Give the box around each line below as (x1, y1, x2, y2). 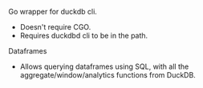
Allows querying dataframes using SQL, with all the (19, 62, 189, 71)
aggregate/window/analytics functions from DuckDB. (19, 70, 197, 79)
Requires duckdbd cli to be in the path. (19, 31, 148, 40)
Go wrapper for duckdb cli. (8, 7, 98, 16)
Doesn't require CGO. (19, 22, 91, 31)
